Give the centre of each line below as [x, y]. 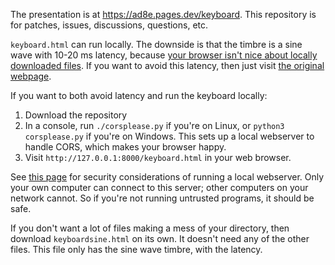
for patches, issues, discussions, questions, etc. [109, 25]
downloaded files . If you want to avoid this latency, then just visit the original [167, 65]
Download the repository [76, 115]
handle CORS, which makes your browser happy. [125, 147]
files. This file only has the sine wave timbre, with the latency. [136, 249]
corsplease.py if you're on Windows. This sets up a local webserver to [169, 136]
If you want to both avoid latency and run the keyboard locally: [139, 95]
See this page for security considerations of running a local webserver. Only [167, 177]
